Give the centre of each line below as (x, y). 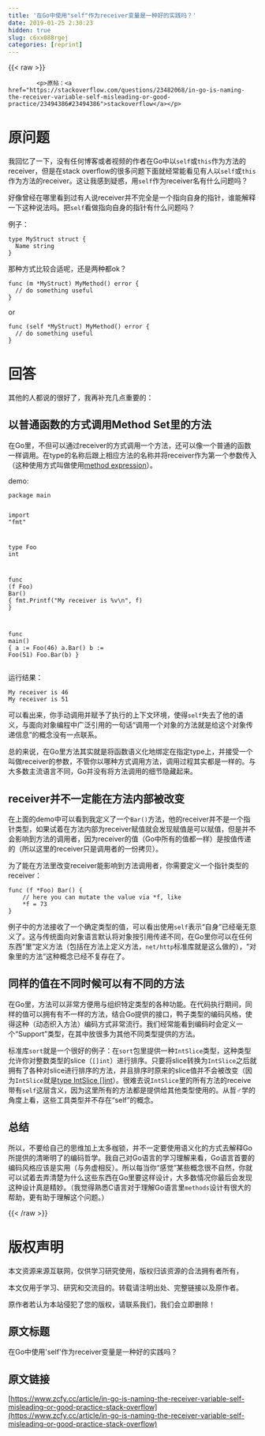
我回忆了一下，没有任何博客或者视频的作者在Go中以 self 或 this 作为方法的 (127, 161)
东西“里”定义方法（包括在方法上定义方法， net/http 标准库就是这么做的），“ (129, 946)
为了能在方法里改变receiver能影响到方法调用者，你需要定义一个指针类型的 (129, 865)
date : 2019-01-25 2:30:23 (50, 23)
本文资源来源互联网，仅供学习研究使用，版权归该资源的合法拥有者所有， (125, 1271)
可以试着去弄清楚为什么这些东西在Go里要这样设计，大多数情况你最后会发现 (130, 1177)
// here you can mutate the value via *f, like (102, 897)
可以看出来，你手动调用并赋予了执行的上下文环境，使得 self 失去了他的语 (126, 715)
